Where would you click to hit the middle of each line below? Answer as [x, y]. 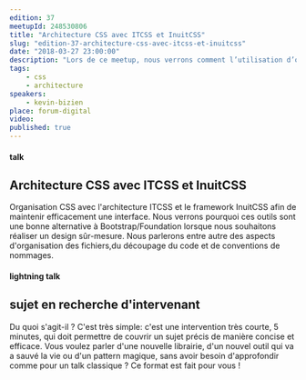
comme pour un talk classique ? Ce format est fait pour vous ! [125, 365]
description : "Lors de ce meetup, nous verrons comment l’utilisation [146, 60]
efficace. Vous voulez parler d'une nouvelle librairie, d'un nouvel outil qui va [152, 345]
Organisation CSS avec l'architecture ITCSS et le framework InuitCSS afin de [153, 207]
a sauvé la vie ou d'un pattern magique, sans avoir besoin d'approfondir [144, 355]
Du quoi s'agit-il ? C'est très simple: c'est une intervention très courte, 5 [144, 326]
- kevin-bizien [55, 102]
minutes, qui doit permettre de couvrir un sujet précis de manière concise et [152, 336]
